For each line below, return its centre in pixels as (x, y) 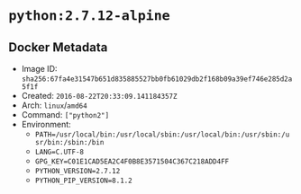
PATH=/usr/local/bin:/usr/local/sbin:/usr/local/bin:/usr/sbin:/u (162, 135)
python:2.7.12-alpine (89, 16)
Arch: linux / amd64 (54, 105)
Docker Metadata (58, 47)
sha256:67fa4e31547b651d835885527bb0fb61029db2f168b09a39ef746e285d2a (157, 79)
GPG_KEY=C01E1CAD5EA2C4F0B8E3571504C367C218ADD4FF (132, 162)
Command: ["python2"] (65, 115)
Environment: (46, 124)
